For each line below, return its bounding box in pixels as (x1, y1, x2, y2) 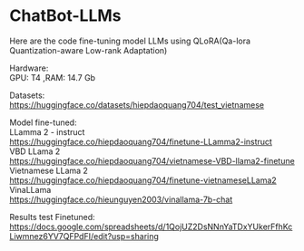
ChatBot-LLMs (9, 5, 122, 26)
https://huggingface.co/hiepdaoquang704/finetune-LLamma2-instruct (9, 136, 272, 147)
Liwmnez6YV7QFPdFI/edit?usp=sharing (9, 230, 159, 241)
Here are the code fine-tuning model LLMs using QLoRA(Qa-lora (9, 35, 251, 46)
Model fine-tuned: (9, 117, 77, 128)
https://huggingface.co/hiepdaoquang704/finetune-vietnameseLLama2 (9, 174, 277, 186)
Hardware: (9, 63, 49, 73)
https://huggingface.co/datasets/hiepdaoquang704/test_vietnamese (9, 99, 265, 110)
